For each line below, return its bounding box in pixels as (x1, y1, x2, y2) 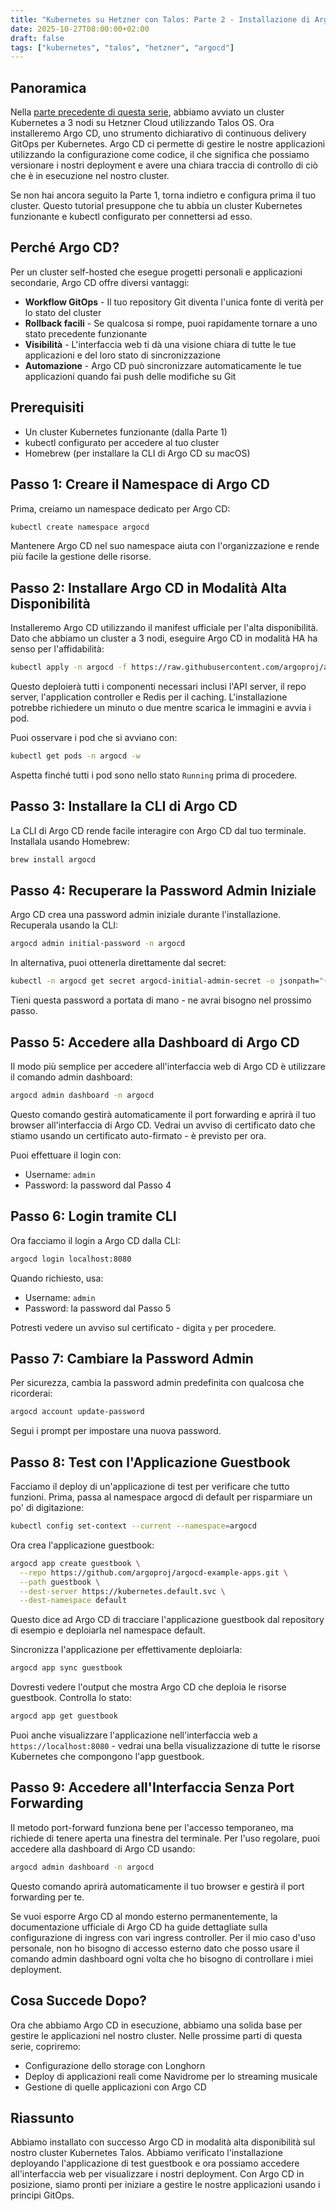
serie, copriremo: (10, 2040, 82, 2052)
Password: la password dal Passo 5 (24, 1302, 172, 1314)
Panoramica (10, 79, 87, 96)
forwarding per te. (10, 1891, 85, 1903)
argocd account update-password (10, 1407, 145, 1417)
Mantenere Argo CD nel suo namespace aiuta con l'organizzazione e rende (10, 540, 320, 552)
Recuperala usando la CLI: (10, 919, 119, 931)
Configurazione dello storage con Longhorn (24, 2059, 206, 2071)
